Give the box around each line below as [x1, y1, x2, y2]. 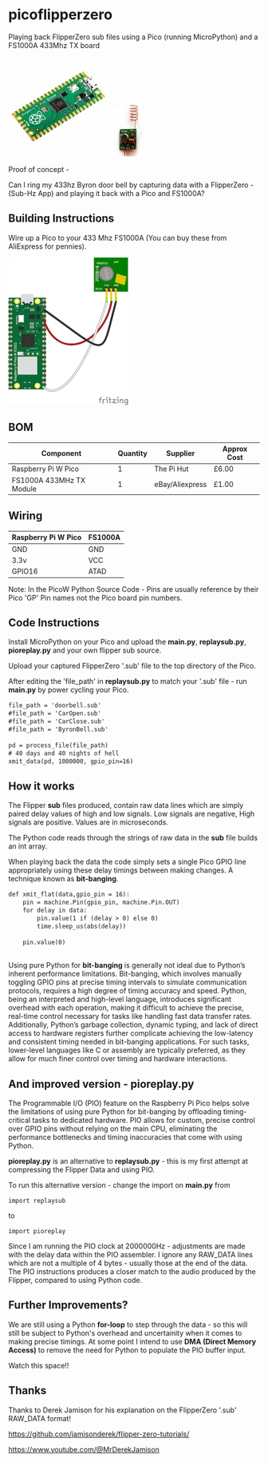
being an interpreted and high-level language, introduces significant [8, 994, 232, 1005]
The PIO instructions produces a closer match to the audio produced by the [8, 1267, 257, 1276]
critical [8, 1116, 31, 1125]
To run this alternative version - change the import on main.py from [8, 1180, 231, 1190]
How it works [8, 779, 75, 793]
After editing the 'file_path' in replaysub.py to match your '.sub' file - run [8, 677, 247, 686]
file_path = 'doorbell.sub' [8, 701, 102, 709]
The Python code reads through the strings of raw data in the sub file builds [8, 833, 258, 843]
